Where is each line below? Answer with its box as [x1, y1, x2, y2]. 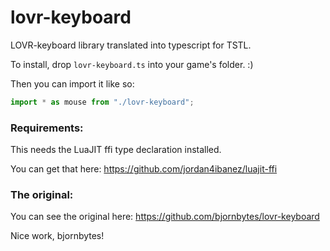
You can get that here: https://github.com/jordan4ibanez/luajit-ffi [10, 163, 278, 175]
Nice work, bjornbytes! [10, 230, 105, 242]
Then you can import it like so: [10, 77, 135, 90]
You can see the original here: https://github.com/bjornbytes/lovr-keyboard [10, 211, 320, 223]
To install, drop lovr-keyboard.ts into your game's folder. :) [10, 58, 254, 70]
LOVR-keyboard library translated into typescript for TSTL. [10, 39, 252, 51]
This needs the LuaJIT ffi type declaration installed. [10, 144, 222, 156]
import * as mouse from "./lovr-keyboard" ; [10, 97, 195, 107]
